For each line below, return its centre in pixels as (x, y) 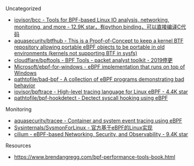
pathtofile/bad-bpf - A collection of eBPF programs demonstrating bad (99, 79)
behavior (25, 85)
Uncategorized (23, 9)
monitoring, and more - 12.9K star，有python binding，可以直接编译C (97, 27)
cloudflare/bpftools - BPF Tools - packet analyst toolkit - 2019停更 (93, 60)
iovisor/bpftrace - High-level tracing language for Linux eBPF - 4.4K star (101, 92)
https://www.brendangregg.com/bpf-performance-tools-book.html (95, 157)
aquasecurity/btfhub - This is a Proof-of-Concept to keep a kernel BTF (98, 41)
